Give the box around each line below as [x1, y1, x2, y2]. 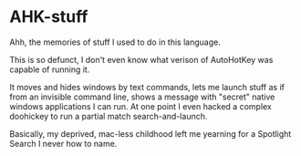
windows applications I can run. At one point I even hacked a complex [9, 100, 272, 111]
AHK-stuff [9, 6, 88, 27]
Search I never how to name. [9, 138, 118, 149]
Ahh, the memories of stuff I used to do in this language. [9, 36, 221, 47]
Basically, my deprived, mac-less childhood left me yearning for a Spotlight [9, 128, 292, 139]
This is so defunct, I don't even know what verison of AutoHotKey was [9, 54, 274, 65]
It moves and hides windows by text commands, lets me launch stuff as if [9, 81, 285, 92]
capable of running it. [9, 64, 90, 75]
